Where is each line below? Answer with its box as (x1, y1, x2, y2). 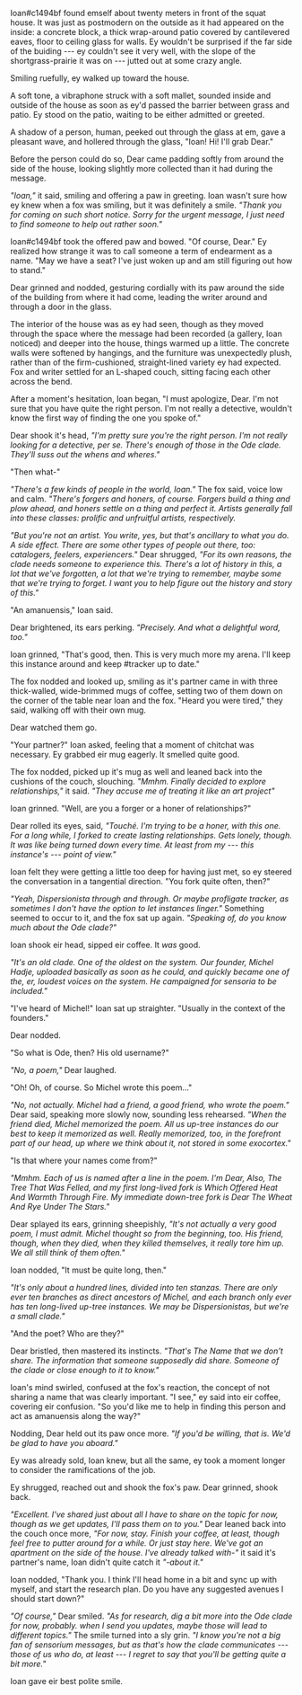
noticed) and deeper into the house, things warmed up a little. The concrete (10, 338, 289, 349)
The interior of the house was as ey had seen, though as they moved (10, 319, 263, 329)
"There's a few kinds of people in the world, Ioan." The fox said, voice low (10, 484, 283, 494)
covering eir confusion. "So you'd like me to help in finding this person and (10, 1401, 286, 1412)
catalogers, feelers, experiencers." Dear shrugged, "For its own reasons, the (10, 549, 292, 560)
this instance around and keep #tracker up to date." (10, 659, 201, 669)
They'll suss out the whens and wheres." (10, 449, 160, 459)
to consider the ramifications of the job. (10, 1465, 156, 1475)
